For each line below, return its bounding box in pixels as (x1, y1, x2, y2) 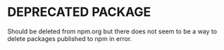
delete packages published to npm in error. (7, 34, 132, 42)
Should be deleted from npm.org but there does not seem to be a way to (7, 27, 217, 35)
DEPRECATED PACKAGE (7, 4, 151, 20)
